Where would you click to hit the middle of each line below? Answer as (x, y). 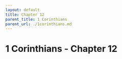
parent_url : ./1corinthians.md (39, 24)
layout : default (22, 10)
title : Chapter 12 (25, 15)
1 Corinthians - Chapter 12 (61, 49)
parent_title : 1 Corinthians (36, 19)
